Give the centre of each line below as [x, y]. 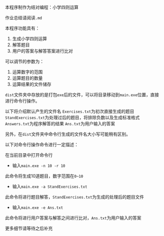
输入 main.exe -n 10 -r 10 [39, 166]
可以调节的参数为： [25, 61]
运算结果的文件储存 [32, 84]
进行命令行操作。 [22, 101]
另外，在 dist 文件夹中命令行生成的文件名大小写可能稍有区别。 [68, 134]
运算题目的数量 [27, 78]
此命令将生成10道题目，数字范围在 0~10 [44, 176]
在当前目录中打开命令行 [29, 155]
